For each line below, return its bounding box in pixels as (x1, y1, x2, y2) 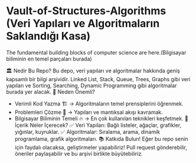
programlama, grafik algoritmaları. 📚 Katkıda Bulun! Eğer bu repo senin (14, 135, 188, 142)
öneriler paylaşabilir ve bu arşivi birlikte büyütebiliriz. (14, 150, 143, 157)
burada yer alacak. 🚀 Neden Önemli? (6, 88, 96, 95)
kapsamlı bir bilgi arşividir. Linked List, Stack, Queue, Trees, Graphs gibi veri (6, 75, 191, 82)
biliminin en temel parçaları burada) (6, 55, 93, 62)
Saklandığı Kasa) (6, 30, 91, 43)
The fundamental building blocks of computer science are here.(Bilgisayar (6, 49, 187, 56)
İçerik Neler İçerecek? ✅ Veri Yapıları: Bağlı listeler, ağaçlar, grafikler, (14, 122, 182, 129)
